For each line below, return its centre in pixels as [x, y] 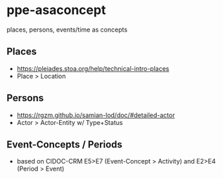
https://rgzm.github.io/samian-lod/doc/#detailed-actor [96, 115]
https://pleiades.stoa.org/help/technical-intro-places [93, 68]
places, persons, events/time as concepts [67, 29]
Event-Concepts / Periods [64, 144]
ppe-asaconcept [56, 10]
